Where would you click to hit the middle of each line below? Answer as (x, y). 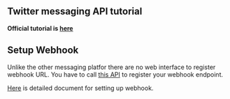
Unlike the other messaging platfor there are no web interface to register (112, 67)
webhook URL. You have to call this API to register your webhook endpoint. (115, 74)
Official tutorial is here (40, 28)
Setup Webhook (43, 51)
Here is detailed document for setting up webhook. (80, 88)
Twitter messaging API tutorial (75, 12)
